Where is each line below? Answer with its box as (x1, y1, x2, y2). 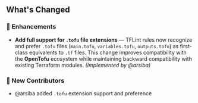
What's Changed (6, 5, 70, 15)
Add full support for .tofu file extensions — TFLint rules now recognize (14, 36, 193, 43)
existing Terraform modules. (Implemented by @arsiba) (14, 61, 151, 68)
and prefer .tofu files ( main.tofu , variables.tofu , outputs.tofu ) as (14, 42, 179, 49)
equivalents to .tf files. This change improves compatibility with (29, 49, 187, 56)
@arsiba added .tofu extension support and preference (14, 89, 152, 97)
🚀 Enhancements (6, 23, 56, 31)
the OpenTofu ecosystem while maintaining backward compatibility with (14, 55, 192, 62)
